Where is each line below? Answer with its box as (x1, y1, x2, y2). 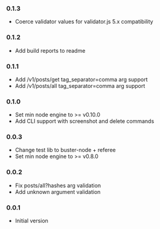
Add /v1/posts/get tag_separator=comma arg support (14, 76, 148, 83)
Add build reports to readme (14, 47, 86, 54)
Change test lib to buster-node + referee (14, 147, 116, 154)
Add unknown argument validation (14, 188, 101, 195)
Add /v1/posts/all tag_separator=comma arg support (14, 82, 146, 89)
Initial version (14, 217, 48, 225)
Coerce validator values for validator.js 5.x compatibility (14, 18, 153, 25)
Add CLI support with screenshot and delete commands (14, 118, 155, 125)
